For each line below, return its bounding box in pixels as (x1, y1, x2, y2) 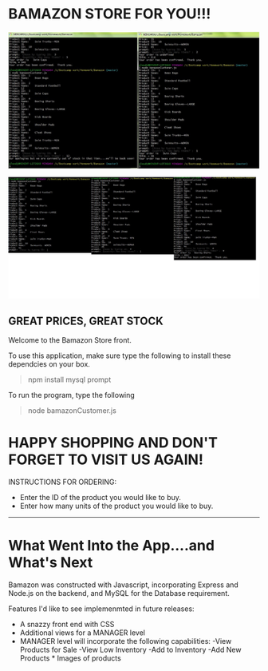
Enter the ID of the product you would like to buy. (19, 493, 182, 502)
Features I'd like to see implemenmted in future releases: (8, 604, 195, 613)
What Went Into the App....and (8, 537, 215, 555)
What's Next (8, 554, 93, 572)
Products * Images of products (19, 653, 121, 663)
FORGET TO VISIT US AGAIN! (8, 451, 203, 469)
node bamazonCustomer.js (27, 406, 117, 415)
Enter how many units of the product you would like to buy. (19, 501, 214, 511)
